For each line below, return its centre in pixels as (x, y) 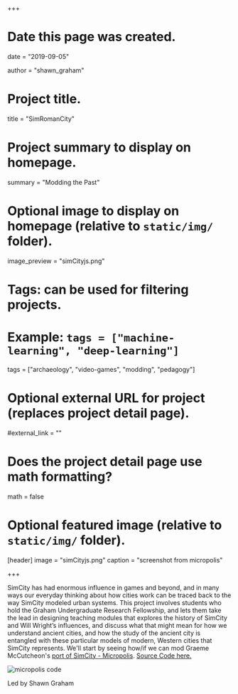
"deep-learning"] (128, 351)
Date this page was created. (92, 37)
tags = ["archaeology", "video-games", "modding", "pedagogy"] (101, 369)
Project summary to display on (99, 148)
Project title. (44, 99)
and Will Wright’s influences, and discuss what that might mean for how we (117, 625)
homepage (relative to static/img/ (110, 226)
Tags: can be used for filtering (98, 289)
